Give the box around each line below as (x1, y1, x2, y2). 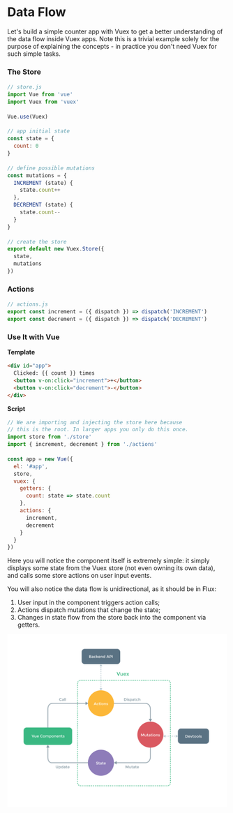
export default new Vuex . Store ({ (7, 246, 105, 253)
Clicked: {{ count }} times (13, 370, 96, 377)
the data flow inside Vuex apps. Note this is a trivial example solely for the (7, 34, 220, 43)
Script (7, 404, 26, 412)
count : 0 (13, 142, 39, 150)
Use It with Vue (7, 332, 61, 342)
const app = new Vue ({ (7, 455, 73, 463)
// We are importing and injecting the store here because (7, 419, 183, 426)
